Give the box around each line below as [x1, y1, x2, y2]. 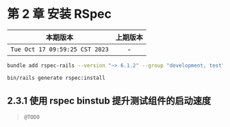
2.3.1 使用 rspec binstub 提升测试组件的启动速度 [7, 95, 212, 107]
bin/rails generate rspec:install [7, 74, 106, 81]
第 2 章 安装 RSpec [7, 6, 112, 22]
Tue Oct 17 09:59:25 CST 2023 [10, 45, 110, 53]
